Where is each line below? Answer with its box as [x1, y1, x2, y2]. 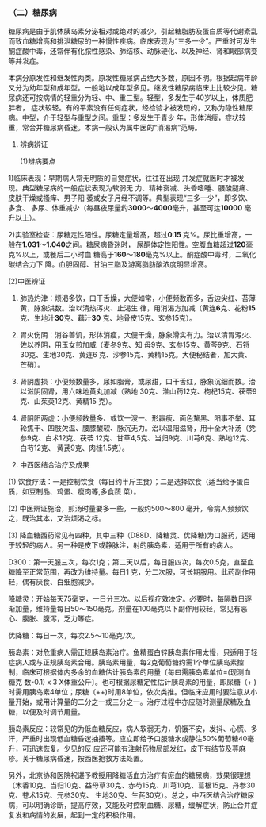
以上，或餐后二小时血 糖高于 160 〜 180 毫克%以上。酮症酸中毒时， [21, 250, 236, 260]
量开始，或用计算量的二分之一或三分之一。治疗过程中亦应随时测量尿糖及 [8, 697, 244, 707]
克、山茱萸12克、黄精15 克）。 [19, 397, 116, 406]
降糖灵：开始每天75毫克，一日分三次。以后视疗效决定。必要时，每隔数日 [8, 594, 245, 604]
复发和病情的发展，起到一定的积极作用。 [8, 810, 140, 820]
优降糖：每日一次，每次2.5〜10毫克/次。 [8, 631, 140, 640]
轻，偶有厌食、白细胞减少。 [8, 577, 99, 587]
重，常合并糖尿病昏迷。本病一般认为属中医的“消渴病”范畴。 [8, 123, 202, 133]
